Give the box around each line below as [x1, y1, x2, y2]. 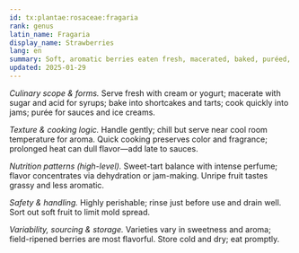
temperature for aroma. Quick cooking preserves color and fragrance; [9, 134, 268, 144]
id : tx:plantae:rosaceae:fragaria [9, 13, 139, 22]
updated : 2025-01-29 [9, 64, 87, 73]
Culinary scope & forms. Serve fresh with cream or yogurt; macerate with [9, 87, 281, 99]
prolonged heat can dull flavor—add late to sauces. [9, 143, 199, 153]
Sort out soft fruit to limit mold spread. [9, 206, 151, 217]
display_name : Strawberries [9, 38, 115, 48]
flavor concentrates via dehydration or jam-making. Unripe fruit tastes [9, 170, 268, 180]
